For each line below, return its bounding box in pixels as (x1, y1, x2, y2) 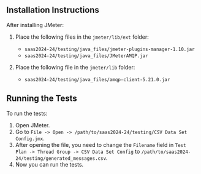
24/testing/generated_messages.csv (15, 155, 107, 162)
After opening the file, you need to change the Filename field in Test (15, 141, 186, 148)
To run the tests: (6, 109, 48, 117)
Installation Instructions (6, 5, 100, 15)
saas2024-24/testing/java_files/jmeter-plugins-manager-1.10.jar (24, 46, 195, 52)
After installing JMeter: (6, 21, 64, 28)
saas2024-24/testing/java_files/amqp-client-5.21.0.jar (24, 76, 170, 82)
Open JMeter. (15, 121, 50, 129)
